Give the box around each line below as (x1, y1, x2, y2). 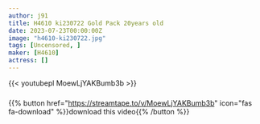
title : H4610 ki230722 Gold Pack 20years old (8, 19, 163, 27)
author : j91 (8, 11, 48, 20)
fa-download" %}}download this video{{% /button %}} (8, 106, 190, 116)
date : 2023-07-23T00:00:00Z (8, 26, 103, 34)
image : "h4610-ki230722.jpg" (8, 34, 106, 42)
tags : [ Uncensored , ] (8, 42, 81, 50)
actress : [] (8, 57, 48, 65)
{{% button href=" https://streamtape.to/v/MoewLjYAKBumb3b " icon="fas (8, 98, 252, 108)
